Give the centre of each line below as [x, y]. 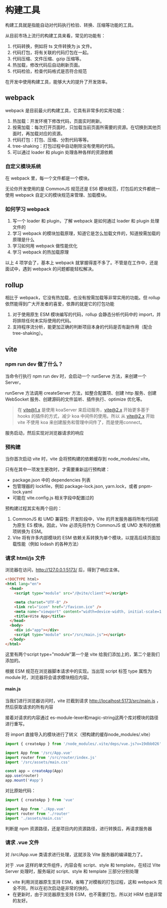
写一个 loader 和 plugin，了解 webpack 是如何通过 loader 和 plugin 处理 [86, 221]
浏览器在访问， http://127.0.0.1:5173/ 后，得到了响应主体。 [64, 570]
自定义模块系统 [23, 166]
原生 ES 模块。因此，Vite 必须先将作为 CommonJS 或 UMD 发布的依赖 [89, 525]
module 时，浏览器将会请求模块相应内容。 [48, 677]
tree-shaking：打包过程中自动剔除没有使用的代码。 [65, 146]
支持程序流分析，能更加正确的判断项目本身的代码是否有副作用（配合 [82, 327]
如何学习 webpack [27, 209]
